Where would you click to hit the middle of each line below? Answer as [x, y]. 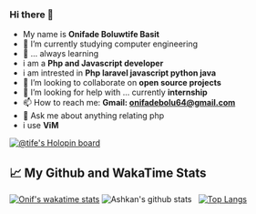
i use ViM [41, 126]
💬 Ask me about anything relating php [93, 116]
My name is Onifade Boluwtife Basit [91, 35]
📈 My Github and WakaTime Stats [108, 173]
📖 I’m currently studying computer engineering [110, 44]
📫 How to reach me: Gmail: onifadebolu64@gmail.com [129, 103]
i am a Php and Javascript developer [93, 64]
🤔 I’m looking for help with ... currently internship [115, 92]
